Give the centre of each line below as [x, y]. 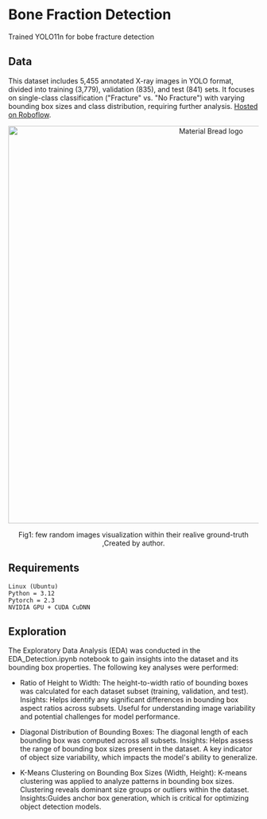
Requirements [44, 568]
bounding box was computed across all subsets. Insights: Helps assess [136, 740]
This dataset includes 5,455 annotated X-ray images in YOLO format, [121, 80]
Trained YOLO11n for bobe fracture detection [81, 37]
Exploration [37, 631]
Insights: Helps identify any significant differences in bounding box [129, 700]
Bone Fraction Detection [90, 15]
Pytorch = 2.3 [32, 600]
